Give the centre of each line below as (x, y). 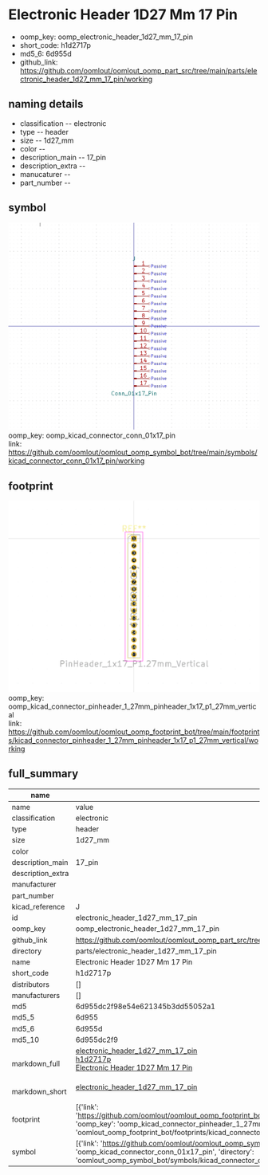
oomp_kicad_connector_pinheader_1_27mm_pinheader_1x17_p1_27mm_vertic (132, 706)
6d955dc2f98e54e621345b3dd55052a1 (145, 1007)
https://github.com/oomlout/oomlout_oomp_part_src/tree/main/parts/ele (138, 70)
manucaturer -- (45, 174)
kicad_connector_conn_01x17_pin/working (77, 461)
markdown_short (39, 1091)
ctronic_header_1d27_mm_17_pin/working (86, 79)
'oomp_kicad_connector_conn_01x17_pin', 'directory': (165, 1151)
